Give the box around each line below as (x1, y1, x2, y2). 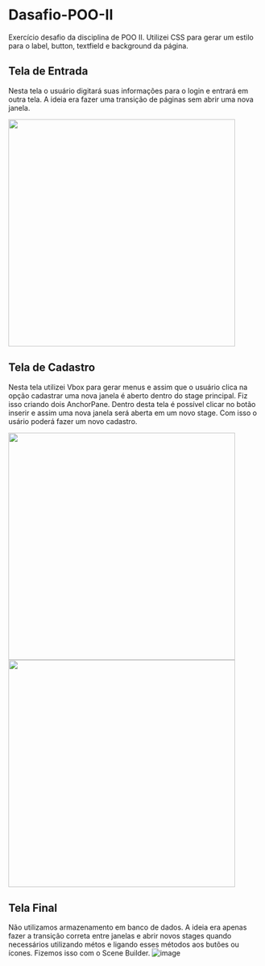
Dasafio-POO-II (8, 6, 114, 24)
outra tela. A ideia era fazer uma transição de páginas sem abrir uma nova (8, 94, 254, 104)
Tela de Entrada (8, 65, 89, 78)
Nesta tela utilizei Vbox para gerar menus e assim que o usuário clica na (8, 382, 248, 392)
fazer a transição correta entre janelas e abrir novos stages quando (8, 931, 232, 941)
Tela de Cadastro (8, 361, 95, 375)
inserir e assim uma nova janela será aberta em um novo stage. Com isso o (8, 408, 258, 418)
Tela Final (8, 901, 58, 914)
